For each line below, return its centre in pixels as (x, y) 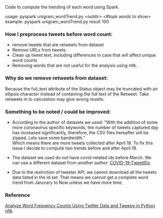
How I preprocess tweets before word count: (59, 34)
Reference (18, 195)
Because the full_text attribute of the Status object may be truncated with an (81, 89)
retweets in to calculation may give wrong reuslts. (55, 99)
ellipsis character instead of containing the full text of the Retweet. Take (77, 94)
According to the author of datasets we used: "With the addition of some (85, 122)
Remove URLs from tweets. (39, 50)
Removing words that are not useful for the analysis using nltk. (75, 66)
